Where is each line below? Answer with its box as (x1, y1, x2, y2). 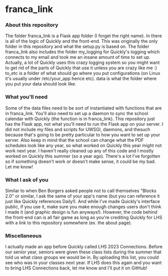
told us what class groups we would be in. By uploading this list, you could (5, 254, 159, 260)
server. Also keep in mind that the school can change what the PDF (5, 137, 144, 143)
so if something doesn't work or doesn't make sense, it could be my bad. (5, 158, 156, 164)
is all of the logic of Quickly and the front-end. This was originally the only (5, 38, 158, 44)
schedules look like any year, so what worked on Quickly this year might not (5, 142, 162, 148)
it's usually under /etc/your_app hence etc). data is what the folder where (5, 75, 157, 81)
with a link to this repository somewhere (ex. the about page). (5, 220, 132, 226)
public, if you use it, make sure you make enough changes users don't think (5, 204, 161, 210)
